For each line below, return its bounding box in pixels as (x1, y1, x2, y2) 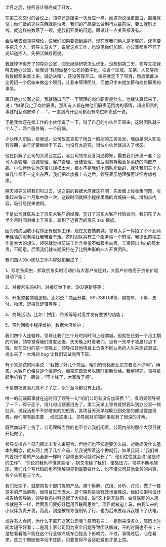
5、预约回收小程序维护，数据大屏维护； (5, 322, 86, 328)
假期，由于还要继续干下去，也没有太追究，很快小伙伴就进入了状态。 (9, 142, 148, 148)
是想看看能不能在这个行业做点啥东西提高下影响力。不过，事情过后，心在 (5, 531, 152, 536)
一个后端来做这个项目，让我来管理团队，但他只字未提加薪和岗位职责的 (18, 79, 161, 85)
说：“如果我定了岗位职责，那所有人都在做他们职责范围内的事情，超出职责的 (5, 102, 159, 108)
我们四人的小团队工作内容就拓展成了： (5, 257, 83, 263)
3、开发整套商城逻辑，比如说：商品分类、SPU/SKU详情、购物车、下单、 (5, 295, 153, 300)
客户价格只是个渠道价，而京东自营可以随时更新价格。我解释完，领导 (18, 368, 157, 374)
